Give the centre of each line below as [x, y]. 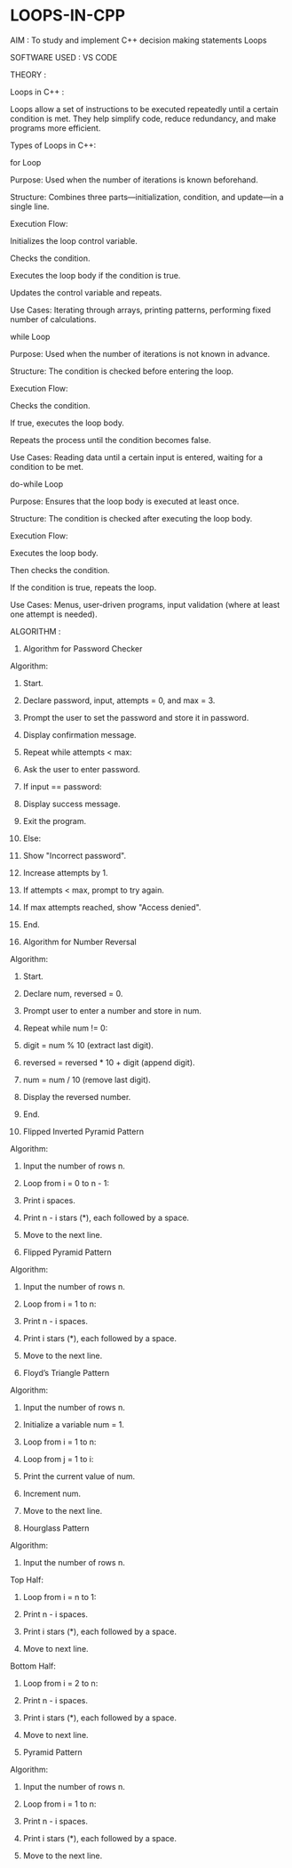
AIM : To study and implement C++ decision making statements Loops [138, 40]
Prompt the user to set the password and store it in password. [136, 717]
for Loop [26, 162]
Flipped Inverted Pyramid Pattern [83, 1131]
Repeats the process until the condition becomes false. [110, 440]
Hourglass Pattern [56, 1528]
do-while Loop [37, 484]
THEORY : [28, 74]
